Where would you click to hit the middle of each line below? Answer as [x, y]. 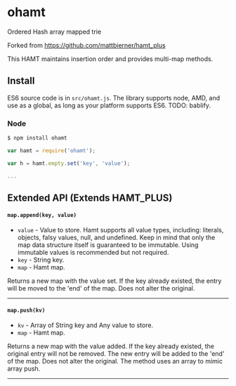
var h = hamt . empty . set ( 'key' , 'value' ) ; [69, 163]
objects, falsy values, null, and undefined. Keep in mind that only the [116, 238]
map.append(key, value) [42, 215]
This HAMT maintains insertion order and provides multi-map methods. [110, 59]
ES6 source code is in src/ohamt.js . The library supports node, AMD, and [113, 98]
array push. [24, 368]
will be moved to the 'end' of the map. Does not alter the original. [101, 288]
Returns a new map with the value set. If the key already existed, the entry [114, 281]
